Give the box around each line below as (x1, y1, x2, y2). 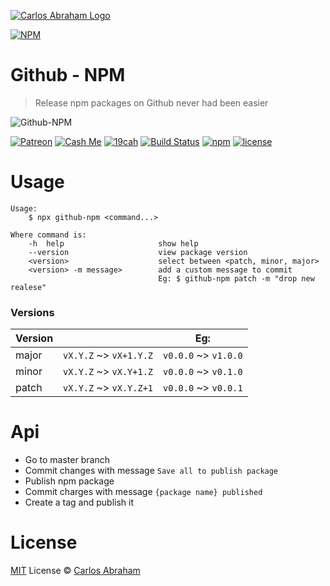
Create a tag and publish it (24, 496, 135, 509)
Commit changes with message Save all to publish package (24, 465, 279, 477)
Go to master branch (24, 454, 110, 466)
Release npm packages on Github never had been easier (34, 96, 269, 109)
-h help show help (28, 238, 199, 249)
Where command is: (10, 230, 87, 240)
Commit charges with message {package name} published (24, 486, 263, 498)
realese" (10, 282, 47, 292)
